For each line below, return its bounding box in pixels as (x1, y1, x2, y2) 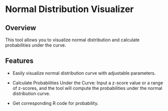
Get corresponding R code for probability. (12, 100, 99, 106)
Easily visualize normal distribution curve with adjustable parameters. (12, 70, 156, 76)
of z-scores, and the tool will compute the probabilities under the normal (12, 85, 162, 91)
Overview (5, 24, 37, 32)
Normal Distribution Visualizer (5, 4, 134, 15)
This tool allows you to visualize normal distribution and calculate (5, 37, 140, 43)
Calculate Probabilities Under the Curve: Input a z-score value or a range (12, 79, 163, 86)
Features (5, 57, 34, 65)
